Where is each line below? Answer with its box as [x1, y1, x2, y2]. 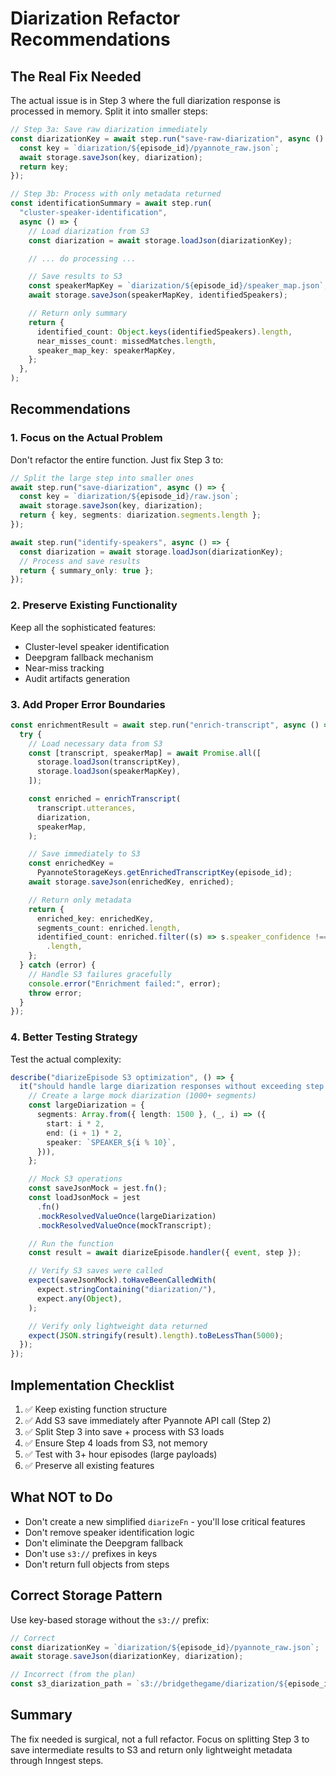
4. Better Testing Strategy [10, 1030, 138, 1044]
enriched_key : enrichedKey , [36, 913, 155, 924]
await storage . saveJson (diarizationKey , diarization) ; [10, 1652, 244, 1662]
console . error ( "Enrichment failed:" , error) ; [28, 978, 222, 989]
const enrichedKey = [28, 858, 114, 869]
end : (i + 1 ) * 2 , [46, 1128, 123, 1138]
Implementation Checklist [10, 1377, 175, 1394]
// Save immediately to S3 [28, 849, 141, 859]
